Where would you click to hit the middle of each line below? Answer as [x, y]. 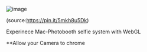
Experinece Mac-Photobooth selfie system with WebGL [73, 32]
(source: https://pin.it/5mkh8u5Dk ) [48, 20]
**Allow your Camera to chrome [46, 43]
